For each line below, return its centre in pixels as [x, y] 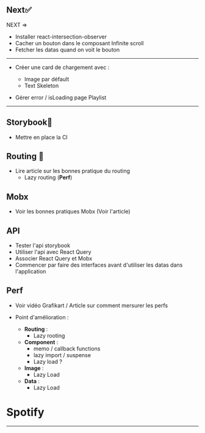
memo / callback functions [67, 349]
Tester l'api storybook [43, 246]
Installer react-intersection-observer [61, 37]
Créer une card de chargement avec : [62, 67]
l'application [31, 272]
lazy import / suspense [62, 355]
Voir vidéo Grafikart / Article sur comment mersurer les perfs [92, 305]
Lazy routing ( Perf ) [48, 177]
